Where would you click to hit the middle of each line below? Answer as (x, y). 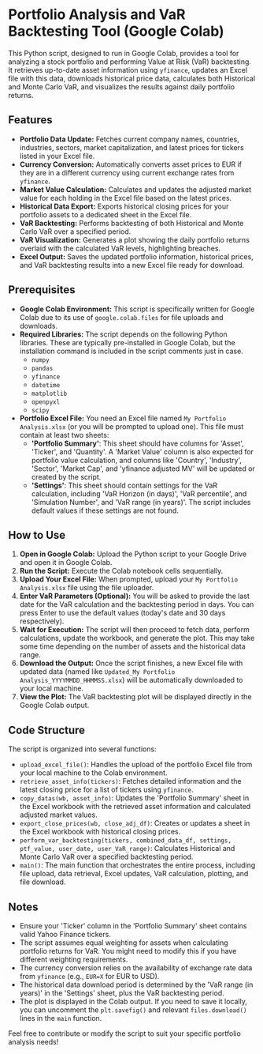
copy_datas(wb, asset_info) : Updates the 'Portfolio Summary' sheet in (134, 798)
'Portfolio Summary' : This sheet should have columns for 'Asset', (137, 443)
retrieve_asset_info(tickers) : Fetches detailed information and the (130, 781)
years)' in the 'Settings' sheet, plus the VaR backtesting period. (122, 993)
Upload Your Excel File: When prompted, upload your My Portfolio (129, 579)
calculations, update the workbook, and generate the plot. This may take (137, 638)
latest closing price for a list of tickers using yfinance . (107, 790)
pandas (42, 368)
